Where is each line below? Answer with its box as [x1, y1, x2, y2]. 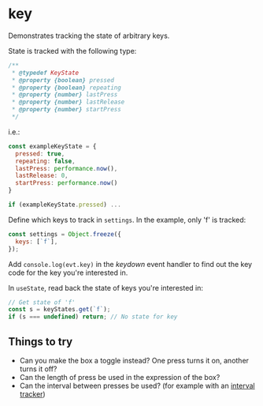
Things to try [8, 335, 73, 348]
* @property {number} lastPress [11, 91, 118, 99]
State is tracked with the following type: [8, 46, 137, 55]
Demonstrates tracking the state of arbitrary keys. [8, 31, 170, 40]
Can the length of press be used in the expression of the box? [19, 373, 220, 382]
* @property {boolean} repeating [11, 84, 122, 92]
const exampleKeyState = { [8, 142, 97, 150]
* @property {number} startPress [11, 106, 122, 114]
